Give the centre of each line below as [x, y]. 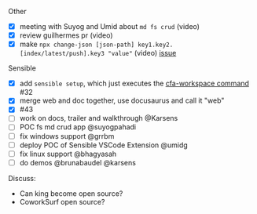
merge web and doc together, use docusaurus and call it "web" [122, 100]
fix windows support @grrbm [67, 136]
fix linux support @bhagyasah [68, 154]
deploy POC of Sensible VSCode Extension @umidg [104, 145]
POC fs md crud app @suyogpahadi [77, 127]
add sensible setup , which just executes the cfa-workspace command [134, 83]
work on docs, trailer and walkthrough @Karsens [99, 118]
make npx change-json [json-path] [77, 44]
